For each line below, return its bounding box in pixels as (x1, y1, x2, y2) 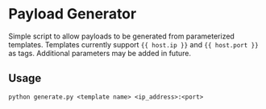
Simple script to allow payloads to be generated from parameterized (8, 31, 235, 41)
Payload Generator (8, 5, 137, 23)
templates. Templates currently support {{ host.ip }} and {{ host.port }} (8, 39, 260, 49)
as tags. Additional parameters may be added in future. (8, 48, 192, 58)
